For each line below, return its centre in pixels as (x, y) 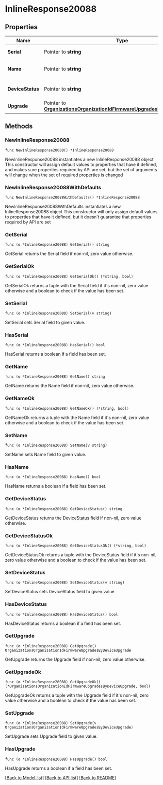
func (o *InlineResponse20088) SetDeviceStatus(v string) (65, 583)
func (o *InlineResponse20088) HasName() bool (53, 477)
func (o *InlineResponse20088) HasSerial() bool (55, 345)
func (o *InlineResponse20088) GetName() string (55, 377)
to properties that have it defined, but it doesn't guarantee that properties (78, 217)
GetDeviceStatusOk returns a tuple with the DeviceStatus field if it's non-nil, (81, 555)
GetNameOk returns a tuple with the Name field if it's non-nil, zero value (77, 418)
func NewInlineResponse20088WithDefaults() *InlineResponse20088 (72, 197)
